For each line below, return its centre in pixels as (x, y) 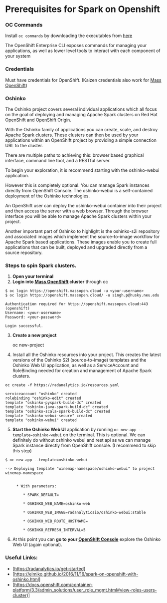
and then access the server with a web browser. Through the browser (77, 211)
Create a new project (34, 335)
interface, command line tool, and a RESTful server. (58, 161)
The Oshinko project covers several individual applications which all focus (81, 109)
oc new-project (28, 345)
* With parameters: (36, 486)
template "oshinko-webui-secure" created (49, 416)
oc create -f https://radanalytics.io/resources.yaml (62, 385)
